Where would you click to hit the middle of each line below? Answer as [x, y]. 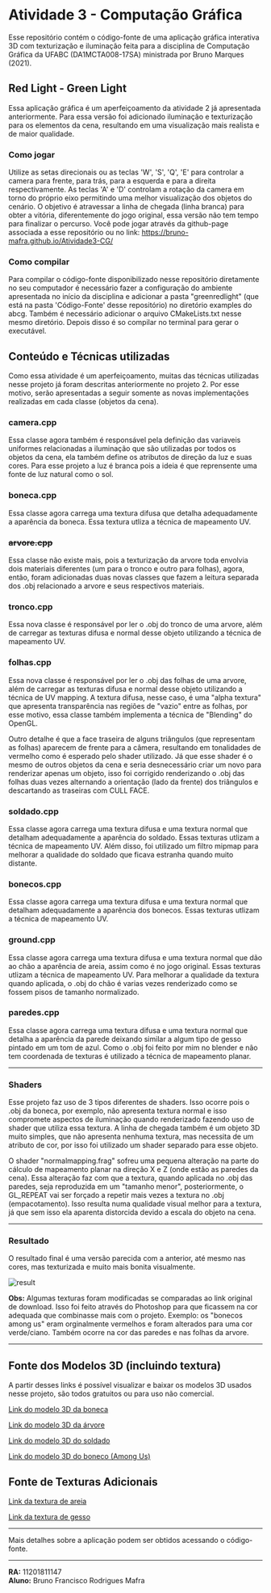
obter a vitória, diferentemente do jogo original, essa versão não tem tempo [134, 215]
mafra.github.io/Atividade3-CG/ [61, 241]
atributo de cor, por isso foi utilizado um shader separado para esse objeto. [133, 1145]
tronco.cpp [31, 606]
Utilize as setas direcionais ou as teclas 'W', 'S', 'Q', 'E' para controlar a [126, 172]
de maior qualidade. [42, 133]
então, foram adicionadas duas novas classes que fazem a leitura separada [134, 577]
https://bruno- [165, 233]
